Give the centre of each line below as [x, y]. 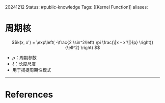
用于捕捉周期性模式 [32, 70]
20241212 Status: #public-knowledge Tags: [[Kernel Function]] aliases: [77, 7]
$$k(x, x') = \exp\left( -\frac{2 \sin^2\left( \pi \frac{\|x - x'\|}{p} [75, 42]
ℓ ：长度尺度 [24, 64]
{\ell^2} [72, 47]
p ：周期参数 [24, 57]
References [29, 95]
